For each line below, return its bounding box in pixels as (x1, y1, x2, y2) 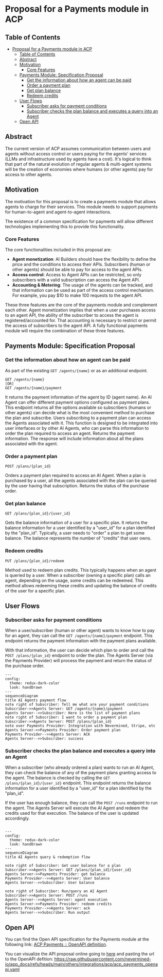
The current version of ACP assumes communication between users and (5, 145, 151, 152)
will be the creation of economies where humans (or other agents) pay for (5, 166, 153, 172)
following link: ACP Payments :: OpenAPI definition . (5, 941, 108, 947)
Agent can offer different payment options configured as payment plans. (5, 399, 150, 405)
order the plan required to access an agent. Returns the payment (5, 430, 135, 436)
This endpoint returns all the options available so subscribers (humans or (5, 404, 152, 410)
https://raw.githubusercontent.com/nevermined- (54, 956, 151, 962)
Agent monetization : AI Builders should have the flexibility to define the (12, 256, 157, 262)
